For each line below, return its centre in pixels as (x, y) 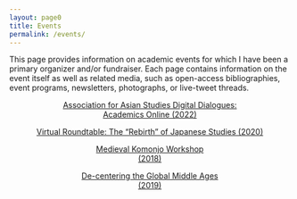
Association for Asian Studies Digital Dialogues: (150, 105)
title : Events (36, 26)
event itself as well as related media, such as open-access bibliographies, (145, 79)
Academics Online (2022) (150, 115)
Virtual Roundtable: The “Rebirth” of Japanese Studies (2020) (150, 132)
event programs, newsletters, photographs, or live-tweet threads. (129, 88)
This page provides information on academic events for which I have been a (148, 60)
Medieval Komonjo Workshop (150, 149)
